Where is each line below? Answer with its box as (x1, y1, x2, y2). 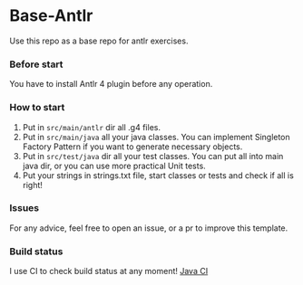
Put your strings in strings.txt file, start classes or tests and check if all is (22, 169, 295, 181)
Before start (9, 58, 64, 71)
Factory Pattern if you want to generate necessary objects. (22, 141, 243, 152)
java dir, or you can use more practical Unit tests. (22, 160, 206, 171)
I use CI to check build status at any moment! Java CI (9, 266, 209, 277)
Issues (9, 202, 40, 214)
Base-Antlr (9, 5, 93, 26)
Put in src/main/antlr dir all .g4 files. (22, 121, 161, 132)
